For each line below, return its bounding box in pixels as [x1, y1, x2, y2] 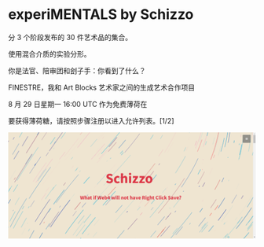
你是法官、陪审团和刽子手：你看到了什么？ [8, 65, 146, 76]
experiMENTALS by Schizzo [8, 6, 194, 24]
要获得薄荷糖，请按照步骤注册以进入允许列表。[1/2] [8, 116, 174, 125]
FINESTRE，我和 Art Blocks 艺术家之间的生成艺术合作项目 [8, 83, 195, 92]
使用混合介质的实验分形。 [8, 49, 91, 58]
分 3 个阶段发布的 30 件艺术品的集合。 [8, 32, 132, 42]
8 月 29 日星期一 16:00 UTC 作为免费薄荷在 [8, 99, 148, 109]
